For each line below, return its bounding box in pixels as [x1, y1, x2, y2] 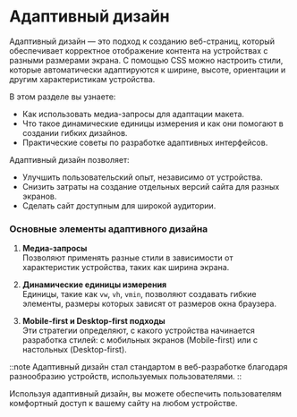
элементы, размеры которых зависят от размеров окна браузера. [21, 298, 277, 310]
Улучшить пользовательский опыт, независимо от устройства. [21, 172, 263, 183]
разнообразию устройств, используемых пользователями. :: [9, 371, 242, 382]
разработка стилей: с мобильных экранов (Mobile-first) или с [21, 335, 259, 345]
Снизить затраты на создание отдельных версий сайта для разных [21, 181, 280, 191]
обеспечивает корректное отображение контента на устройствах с [9, 45, 268, 55]
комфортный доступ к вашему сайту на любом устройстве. [9, 398, 238, 409]
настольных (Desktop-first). [21, 345, 127, 355]
